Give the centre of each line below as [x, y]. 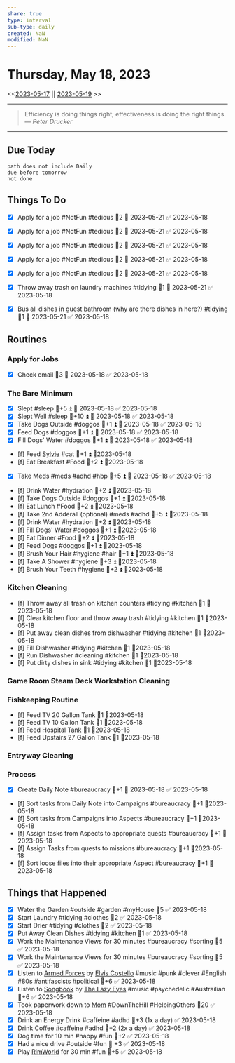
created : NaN [26, 33]
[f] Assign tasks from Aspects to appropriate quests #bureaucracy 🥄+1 [119, 834]
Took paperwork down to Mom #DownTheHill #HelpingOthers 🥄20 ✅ [116, 1005]
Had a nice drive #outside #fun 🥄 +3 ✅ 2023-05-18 [91, 1043]
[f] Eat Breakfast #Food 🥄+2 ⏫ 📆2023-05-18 [80, 462]
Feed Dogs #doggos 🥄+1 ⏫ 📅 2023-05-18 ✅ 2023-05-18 [98, 432]
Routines [27, 339]
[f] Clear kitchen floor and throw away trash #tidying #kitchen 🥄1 [111, 617]
